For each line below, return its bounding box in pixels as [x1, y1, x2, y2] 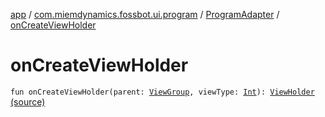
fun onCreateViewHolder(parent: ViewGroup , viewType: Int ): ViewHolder [10, 87, 315, 97]
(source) [10, 95, 46, 108]
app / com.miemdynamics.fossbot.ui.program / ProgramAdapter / [10, 9, 280, 20]
